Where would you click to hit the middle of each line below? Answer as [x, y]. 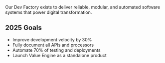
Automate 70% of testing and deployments [56, 50]
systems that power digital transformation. [49, 12]
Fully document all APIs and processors [53, 45]
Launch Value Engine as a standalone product [60, 55]
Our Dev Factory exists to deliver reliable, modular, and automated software [83, 7]
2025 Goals [24, 28]
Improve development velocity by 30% [52, 39]
